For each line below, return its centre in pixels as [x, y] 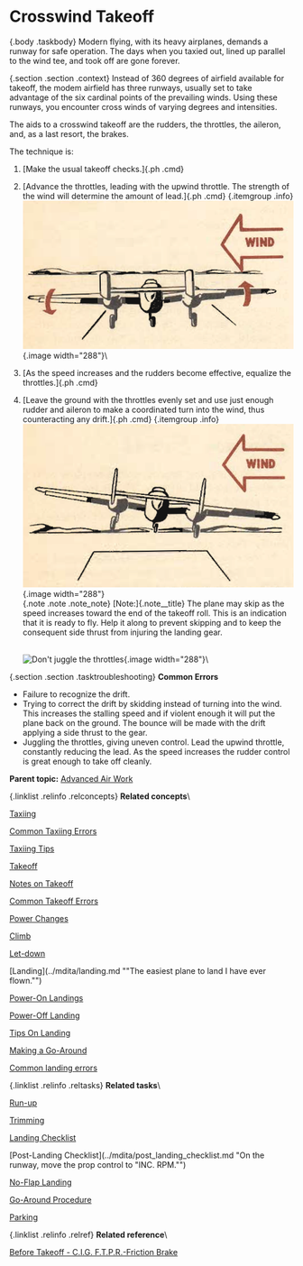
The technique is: [41, 151]
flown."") [26, 980]
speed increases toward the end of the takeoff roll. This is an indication [154, 613]
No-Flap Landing [41, 1182]
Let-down [28, 953]
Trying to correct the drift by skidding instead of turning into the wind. [152, 703]
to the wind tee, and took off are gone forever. [95, 60]
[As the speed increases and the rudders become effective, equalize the [156, 373]
